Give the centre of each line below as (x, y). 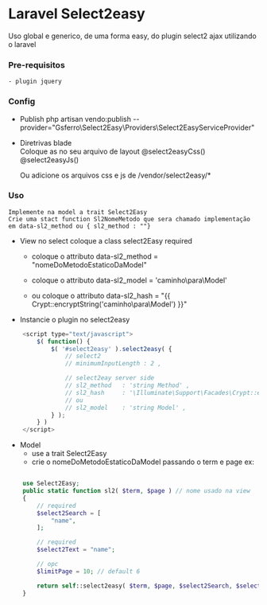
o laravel (22, 44)
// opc (48, 564)
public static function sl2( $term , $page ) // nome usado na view (136, 491)
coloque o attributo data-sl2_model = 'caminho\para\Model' (130, 280)
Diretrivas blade (46, 142)
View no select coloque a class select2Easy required (106, 240)
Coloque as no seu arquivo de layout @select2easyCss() (112, 151)
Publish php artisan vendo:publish (75, 119)
